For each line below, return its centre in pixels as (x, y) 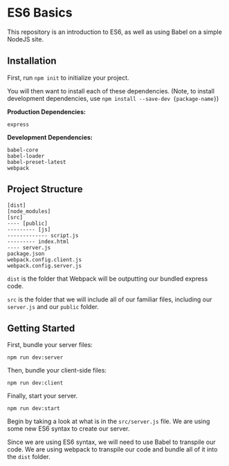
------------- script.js (43, 235)
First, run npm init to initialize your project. (68, 77)
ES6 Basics (40, 13)
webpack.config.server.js (44, 265)
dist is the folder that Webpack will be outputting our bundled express (108, 279)
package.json (26, 254)
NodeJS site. (26, 39)
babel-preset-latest (37, 162)
